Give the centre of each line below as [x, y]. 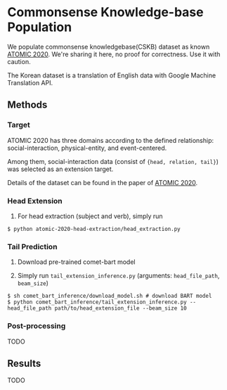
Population [40, 27]
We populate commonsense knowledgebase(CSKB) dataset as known [109, 46]
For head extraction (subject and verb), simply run [90, 216]
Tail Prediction [32, 246]
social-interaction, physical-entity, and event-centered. [87, 148]
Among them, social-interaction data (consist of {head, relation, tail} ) [113, 161]
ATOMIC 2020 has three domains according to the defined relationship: [111, 140]
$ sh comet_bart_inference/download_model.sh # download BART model [110, 296]
